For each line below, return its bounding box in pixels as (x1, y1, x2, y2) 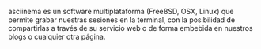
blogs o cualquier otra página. (8, 32, 106, 41)
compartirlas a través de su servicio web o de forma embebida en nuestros (8, 24, 253, 32)
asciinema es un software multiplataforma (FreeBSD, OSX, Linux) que (8, 7, 234, 16)
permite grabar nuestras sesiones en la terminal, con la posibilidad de (8, 15, 236, 24)
